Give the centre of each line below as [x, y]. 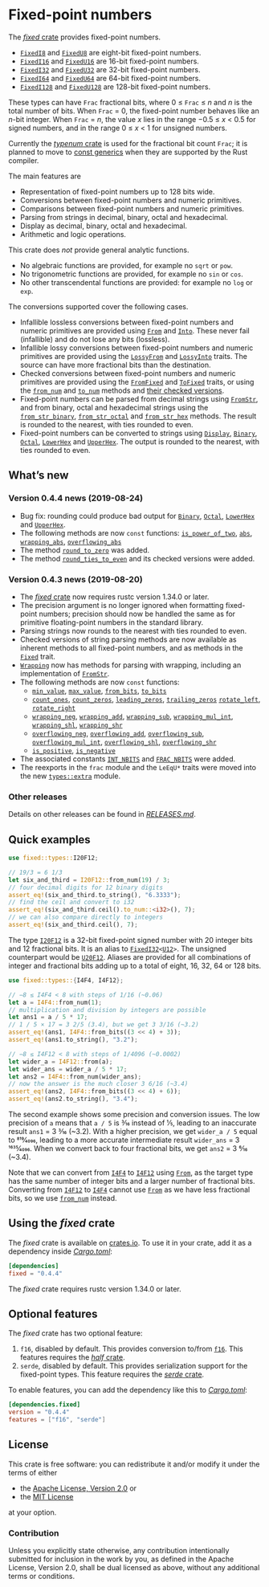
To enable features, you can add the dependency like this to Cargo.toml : [128, 1390]
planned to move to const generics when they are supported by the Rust [128, 152]
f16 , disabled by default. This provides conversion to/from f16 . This [131, 1349]
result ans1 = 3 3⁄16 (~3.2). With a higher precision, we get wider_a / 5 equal [133, 1132]
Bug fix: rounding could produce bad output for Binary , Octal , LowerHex [137, 516]
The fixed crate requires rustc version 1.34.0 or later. [95, 1289]
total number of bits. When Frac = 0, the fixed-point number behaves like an [134, 111]
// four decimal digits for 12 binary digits [86, 887]
